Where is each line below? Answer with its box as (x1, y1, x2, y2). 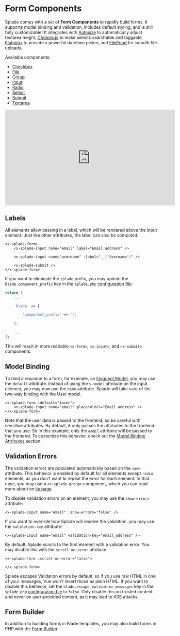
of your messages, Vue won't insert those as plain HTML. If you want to (5, 578, 148, 584)
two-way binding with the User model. (5, 391, 82, 397)
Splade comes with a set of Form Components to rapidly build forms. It (5, 19, 148, 25)
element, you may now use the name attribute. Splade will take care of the (5, 385, 151, 392)
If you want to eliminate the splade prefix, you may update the (5, 275, 129, 281)
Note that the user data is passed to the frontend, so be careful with (5, 417, 141, 423)
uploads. (5, 45, 23, 51)
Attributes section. (5, 438, 42, 444)
